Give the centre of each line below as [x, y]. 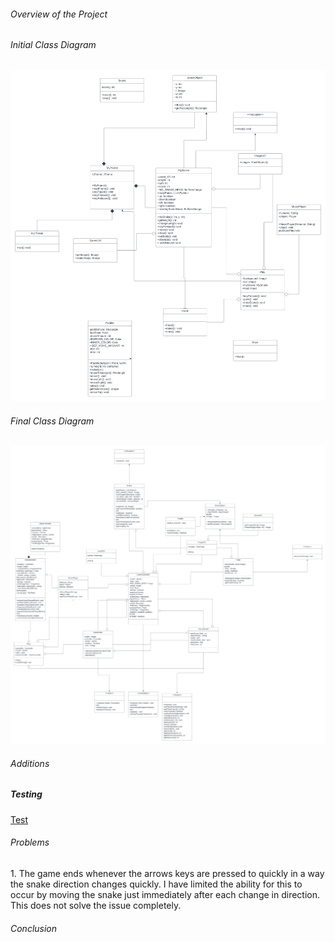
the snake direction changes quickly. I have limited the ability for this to [156, 884]
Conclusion [34, 928]
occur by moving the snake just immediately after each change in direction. [165, 895]
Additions [30, 763]
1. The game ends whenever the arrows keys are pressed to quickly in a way [167, 874]
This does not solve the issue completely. [96, 906]
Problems [30, 842]
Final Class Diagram [52, 421]
